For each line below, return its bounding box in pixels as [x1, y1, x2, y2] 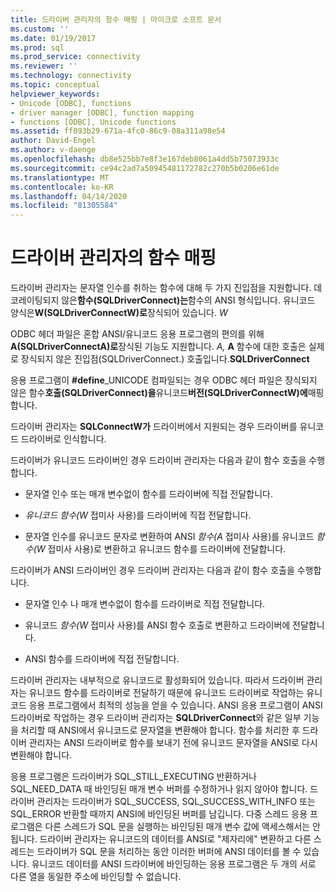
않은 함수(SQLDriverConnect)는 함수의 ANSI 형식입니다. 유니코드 [61, 294, 316, 306]
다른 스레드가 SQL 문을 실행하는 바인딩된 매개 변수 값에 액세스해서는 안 [44, 821, 321, 833]
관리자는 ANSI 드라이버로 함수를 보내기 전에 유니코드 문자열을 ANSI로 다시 [28, 737, 318, 749]
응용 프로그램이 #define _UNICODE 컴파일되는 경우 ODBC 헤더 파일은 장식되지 [10, 374, 318, 386]
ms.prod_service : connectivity [10, 52, 141, 62]
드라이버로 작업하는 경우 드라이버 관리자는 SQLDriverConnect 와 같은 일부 [10, 712, 302, 724]
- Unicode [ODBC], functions [10, 98, 132, 108]
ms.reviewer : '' [10, 61, 78, 71]
